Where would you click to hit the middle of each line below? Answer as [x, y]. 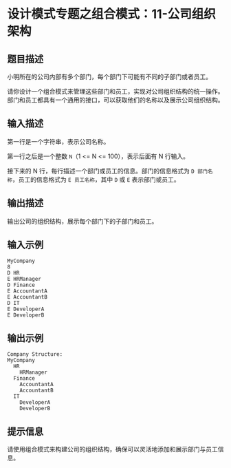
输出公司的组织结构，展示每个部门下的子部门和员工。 [82, 221]
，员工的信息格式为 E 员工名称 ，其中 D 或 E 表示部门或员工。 [96, 179]
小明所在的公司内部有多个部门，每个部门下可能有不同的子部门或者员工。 [109, 77]
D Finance [21, 285]
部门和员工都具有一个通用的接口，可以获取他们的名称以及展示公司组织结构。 [115, 100]
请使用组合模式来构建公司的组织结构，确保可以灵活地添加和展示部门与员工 [112, 449]
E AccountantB [27, 297]
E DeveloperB [26, 315]
